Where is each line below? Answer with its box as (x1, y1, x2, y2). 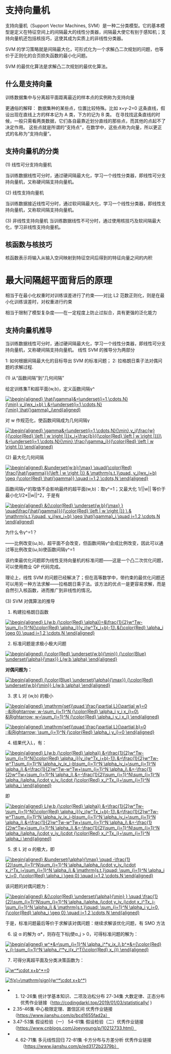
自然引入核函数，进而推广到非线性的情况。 (5, 587, 95, 593)
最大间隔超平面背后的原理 (5, 274, 113, 286)
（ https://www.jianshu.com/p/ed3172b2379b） (20, 1043, 120, 1049)
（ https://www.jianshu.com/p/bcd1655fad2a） (12, 1012, 110, 1018)
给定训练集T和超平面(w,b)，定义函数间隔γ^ (5, 386, 95, 392)
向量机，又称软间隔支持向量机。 (9, 207, 77, 213)
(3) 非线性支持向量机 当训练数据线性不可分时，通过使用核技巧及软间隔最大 (5, 217, 161, 223)
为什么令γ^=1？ (5, 529, 37, 536)
